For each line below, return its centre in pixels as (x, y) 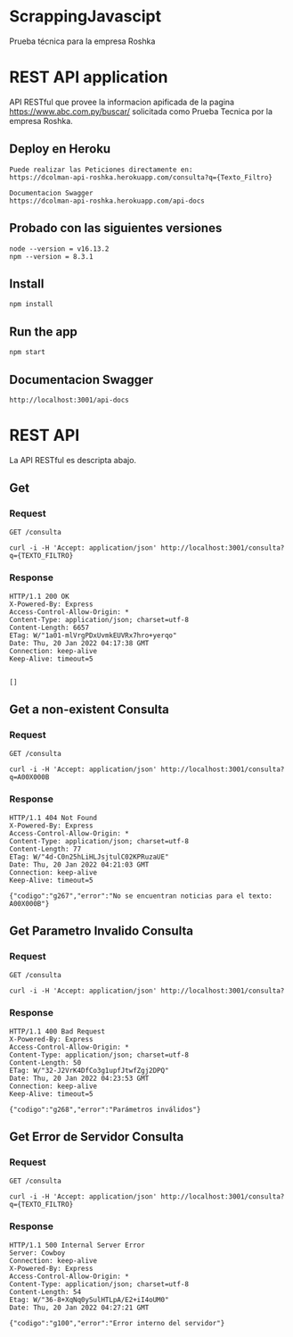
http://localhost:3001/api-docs (69, 400)
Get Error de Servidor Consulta (97, 1137)
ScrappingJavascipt (85, 17)
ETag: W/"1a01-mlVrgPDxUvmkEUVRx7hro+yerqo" (93, 635)
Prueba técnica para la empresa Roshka (82, 41)
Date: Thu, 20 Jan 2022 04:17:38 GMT (79, 643)
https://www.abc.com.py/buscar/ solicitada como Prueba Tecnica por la (141, 111)
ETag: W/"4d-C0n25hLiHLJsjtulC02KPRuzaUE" (89, 857)
